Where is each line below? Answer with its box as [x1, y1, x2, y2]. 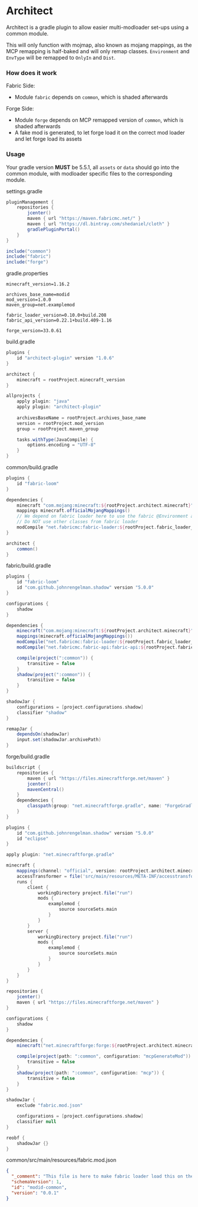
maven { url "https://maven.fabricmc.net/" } [27, 216, 141, 222]
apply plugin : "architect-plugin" [16, 404, 101, 410]
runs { [16, 879, 33, 885]
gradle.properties [6, 270, 48, 277]
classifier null [16, 1119, 57, 1125]
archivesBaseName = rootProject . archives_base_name [16, 415, 146, 421]
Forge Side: [6, 105, 34, 112]
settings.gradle [6, 187, 43, 194]
